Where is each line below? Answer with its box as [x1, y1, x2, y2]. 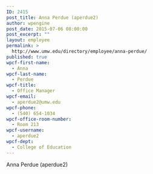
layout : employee [6, 37, 50, 43]
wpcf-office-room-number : [6, 116, 71, 122]
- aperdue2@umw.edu [11, 99, 61, 105]
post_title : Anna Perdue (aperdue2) [6, 15, 99, 21]
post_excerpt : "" [6, 32, 50, 38]
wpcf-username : [6, 127, 45, 133]
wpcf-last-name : [6, 71, 47, 77]
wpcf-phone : [6, 104, 36, 111]
